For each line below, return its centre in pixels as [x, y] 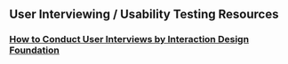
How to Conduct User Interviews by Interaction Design [129, 39]
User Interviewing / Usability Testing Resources [144, 14]
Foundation [34, 50]
